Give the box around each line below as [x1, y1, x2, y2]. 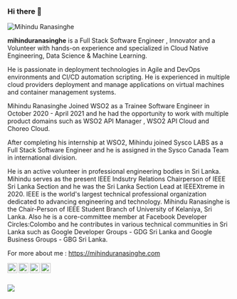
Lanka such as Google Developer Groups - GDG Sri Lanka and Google [7, 228, 213, 236]
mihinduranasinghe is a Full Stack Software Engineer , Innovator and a [7, 36, 216, 45]
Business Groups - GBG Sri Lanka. [7, 235, 108, 244]
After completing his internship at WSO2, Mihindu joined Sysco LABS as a [7, 138, 223, 147]
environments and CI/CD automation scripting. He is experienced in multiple [7, 73, 231, 81]
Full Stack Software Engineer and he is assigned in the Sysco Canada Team [7, 146, 229, 154]
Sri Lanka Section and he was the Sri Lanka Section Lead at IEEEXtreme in [7, 182, 225, 191]
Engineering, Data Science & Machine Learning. [7, 51, 147, 60]
